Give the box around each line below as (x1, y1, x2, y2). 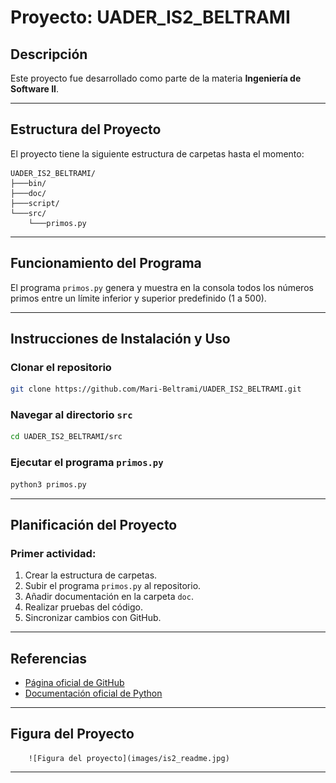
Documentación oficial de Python (24, 687, 163, 700)
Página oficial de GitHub (24, 677, 125, 689)
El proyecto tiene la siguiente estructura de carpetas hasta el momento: (10, 147, 305, 160)
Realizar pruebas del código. (24, 601, 143, 613)
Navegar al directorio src (10, 408, 133, 422)
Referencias (10, 650, 88, 667)
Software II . (10, 83, 60, 95)
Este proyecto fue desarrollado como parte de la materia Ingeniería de (10, 72, 302, 84)
